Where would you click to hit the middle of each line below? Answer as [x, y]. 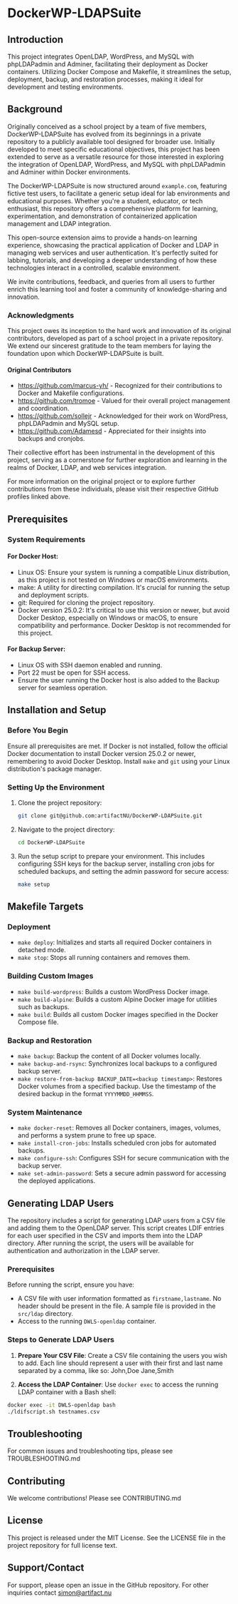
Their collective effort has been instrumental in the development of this [111, 453]
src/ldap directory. [45, 1314]
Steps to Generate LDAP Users [61, 1340]
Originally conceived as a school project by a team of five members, [107, 126]
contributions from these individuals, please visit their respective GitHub [113, 489]
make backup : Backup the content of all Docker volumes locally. [109, 1056]
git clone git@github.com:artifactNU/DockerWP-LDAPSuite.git [110, 816]
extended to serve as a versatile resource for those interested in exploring [115, 157]
